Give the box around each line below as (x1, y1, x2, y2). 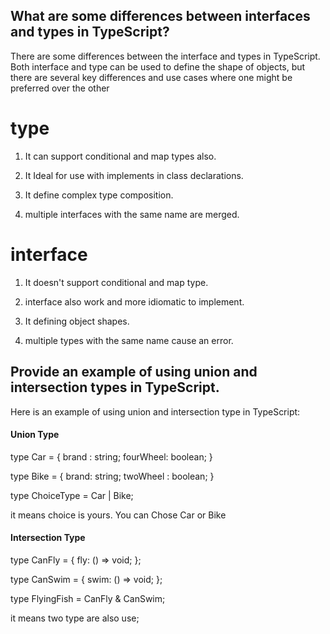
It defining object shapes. (24, 315, 130, 327)
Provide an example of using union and (10, 364, 258, 381)
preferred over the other (10, 82, 110, 94)
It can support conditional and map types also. (24, 150, 217, 162)
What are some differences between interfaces (10, 8, 311, 25)
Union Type (10, 429, 60, 441)
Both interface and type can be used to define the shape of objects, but (10, 60, 306, 73)
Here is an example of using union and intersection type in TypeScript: (10, 405, 301, 418)
